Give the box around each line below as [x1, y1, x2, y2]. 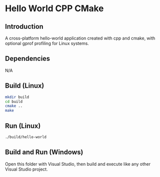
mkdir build [5, 95, 29, 99]
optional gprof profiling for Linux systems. [5, 40, 89, 46]
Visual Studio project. [5, 166, 48, 172]
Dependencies [5, 55, 50, 63]
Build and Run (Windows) [5, 148, 84, 157]
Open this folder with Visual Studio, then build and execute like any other [5, 161, 151, 167]
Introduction [5, 22, 44, 31]
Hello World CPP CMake [5, 3, 104, 14]
